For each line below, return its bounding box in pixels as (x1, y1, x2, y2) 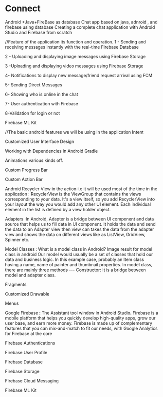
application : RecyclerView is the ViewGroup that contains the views (5, 191, 141, 197)
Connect (5, 3, 41, 14)
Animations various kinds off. (5, 157, 63, 163)
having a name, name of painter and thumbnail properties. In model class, (5, 261, 153, 267)
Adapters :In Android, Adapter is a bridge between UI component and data (5, 216, 154, 222)
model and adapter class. (5, 272, 56, 278)
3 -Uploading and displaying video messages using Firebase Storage (5, 63, 144, 69)
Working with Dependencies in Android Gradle (5, 148, 98, 154)
